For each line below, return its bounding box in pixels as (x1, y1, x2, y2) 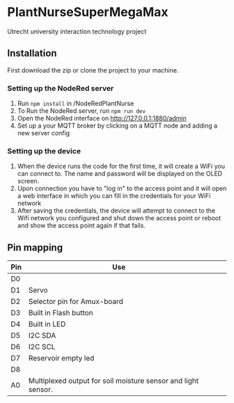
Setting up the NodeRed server (7, 83, 114, 93)
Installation (7, 47, 57, 59)
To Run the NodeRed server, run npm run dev (17, 107, 146, 115)
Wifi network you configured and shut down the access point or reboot (17, 214, 221, 222)
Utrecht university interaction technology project (7, 27, 147, 36)
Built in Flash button (28, 308, 93, 318)
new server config (17, 129, 70, 137)
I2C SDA (28, 330, 56, 340)
